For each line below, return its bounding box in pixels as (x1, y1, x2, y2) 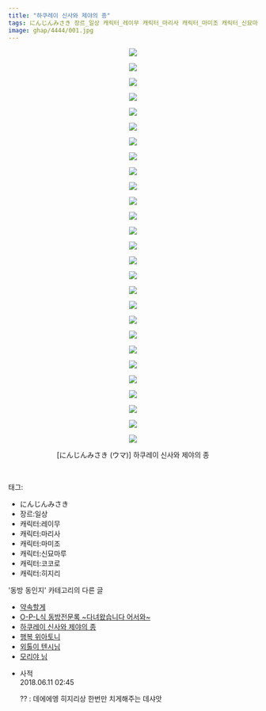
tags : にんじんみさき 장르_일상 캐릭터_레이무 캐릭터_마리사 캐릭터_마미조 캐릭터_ (8, 19, 242, 27)
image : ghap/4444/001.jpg (8, 26, 93, 34)
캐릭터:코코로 (19, 559, 61, 568)
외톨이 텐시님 (19, 642, 61, 652)
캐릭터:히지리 (19, 568, 61, 579)
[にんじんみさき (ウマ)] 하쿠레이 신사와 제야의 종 (56, 450, 210, 460)
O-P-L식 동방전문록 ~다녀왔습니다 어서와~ (19, 612, 151, 622)
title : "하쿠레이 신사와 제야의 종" (8, 11, 111, 20)
